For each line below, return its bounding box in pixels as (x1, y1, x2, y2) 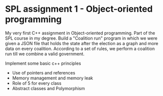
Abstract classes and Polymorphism (12, 85, 85, 91)
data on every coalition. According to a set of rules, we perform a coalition (5, 46, 155, 51)
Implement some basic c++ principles (5, 60, 81, 66)
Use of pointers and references (12, 70, 75, 75)
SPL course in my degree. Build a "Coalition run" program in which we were (5, 35, 158, 41)
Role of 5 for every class (12, 80, 62, 86)
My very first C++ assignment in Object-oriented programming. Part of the (5, 30, 155, 36)
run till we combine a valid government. (5, 50, 85, 57)
